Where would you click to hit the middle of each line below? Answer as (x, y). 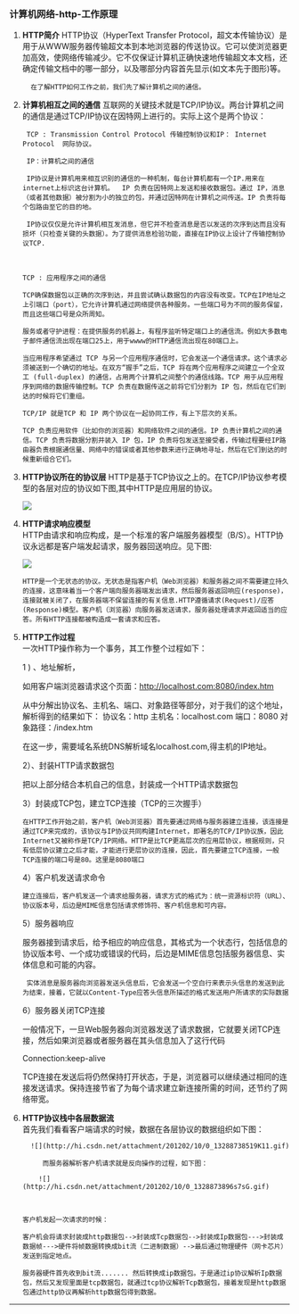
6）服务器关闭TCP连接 (64, 1010)
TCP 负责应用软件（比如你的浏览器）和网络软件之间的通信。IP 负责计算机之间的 (149, 431)
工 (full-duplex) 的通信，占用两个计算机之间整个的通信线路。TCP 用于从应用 (149, 378)
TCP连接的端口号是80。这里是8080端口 (83, 860)
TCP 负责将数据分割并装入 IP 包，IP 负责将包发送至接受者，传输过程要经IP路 (161, 441)
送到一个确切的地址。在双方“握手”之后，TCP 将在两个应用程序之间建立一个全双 (160, 368)
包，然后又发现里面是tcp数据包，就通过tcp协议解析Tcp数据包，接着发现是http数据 (154, 1283)
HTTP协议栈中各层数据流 (68, 1119)
